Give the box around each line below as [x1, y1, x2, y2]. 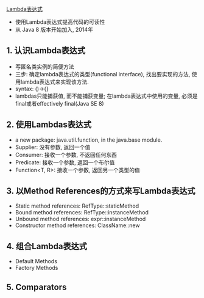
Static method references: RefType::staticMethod [15, 202, 139, 209]
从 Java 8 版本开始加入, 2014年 [15, 26, 93, 33]
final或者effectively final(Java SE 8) [15, 100, 105, 107]
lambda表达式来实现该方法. [20, 78, 90, 85]
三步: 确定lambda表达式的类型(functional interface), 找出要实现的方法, [15, 70, 191, 78]
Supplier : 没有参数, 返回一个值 [15, 143, 91, 151]
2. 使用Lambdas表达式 [6, 120, 92, 130]
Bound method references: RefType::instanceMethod [15, 209, 149, 216]
